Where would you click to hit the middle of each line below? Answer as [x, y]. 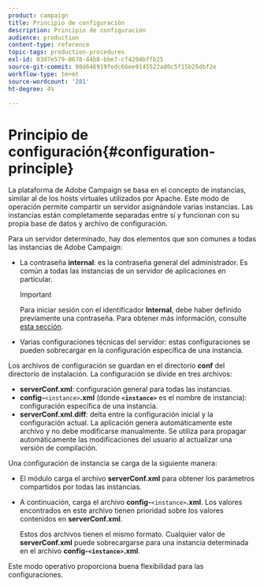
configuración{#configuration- [112, 151]
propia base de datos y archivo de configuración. [88, 224]
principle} [41, 168]
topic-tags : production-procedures [67, 52]
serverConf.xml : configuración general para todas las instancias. [126, 389]
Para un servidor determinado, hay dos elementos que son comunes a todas [132, 239]
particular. [36, 279]
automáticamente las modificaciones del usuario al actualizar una [126, 439]
